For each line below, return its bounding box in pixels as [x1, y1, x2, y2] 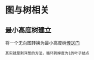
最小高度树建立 [5, 26, 51, 34]
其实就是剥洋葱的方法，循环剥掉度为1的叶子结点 [5, 51, 89, 56]
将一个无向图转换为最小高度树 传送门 [5, 40, 80, 46]
